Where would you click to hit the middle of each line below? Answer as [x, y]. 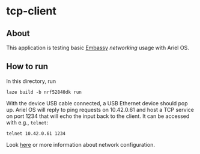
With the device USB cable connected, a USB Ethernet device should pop [97, 103]
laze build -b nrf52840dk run [44, 92]
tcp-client [32, 11]
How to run [27, 66]
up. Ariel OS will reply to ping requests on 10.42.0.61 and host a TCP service [100, 109]
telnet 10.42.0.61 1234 [36, 134]
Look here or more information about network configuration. [80, 144]
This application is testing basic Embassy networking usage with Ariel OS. [98, 48]
